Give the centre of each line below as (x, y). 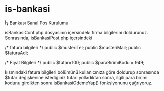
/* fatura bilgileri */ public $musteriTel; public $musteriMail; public (73, 47)
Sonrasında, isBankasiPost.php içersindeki (49, 38)
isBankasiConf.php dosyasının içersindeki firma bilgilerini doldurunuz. (77, 32)
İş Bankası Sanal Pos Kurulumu (37, 23)
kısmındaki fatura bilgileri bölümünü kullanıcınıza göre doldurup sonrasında (82, 72)
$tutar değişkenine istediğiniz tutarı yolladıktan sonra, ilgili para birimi (76, 77)
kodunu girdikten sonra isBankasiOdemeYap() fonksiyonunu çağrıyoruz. (79, 83)
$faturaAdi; (17, 53)
